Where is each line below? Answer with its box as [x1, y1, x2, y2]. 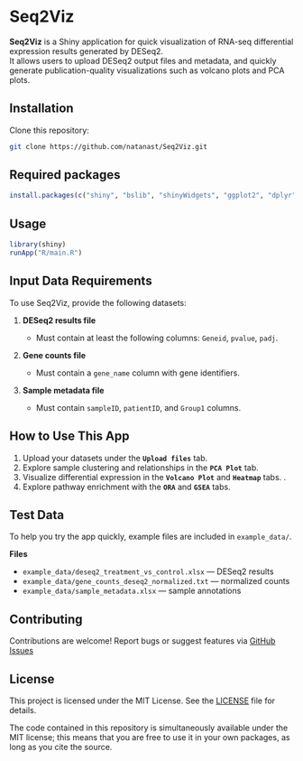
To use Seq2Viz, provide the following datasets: [9, 297, 187, 308]
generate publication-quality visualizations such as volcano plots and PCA [9, 65, 285, 76]
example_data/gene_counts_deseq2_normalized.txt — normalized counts [22, 576, 290, 587]
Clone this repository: [9, 125, 90, 135]
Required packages [9, 167, 121, 182]
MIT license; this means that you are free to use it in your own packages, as [9, 731, 290, 742]
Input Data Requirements [9, 274, 152, 289]
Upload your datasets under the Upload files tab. [22, 452, 208, 463]
